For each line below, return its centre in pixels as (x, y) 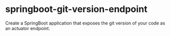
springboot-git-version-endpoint (76, 9)
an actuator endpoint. (28, 28)
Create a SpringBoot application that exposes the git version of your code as (85, 23)
